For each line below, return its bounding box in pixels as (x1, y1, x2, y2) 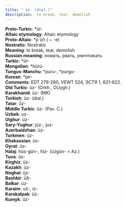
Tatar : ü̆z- (5, 100, 26, 106)
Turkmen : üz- (5, 132, 34, 138)
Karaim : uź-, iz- (5, 185, 38, 191)
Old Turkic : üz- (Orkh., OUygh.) (5, 84, 71, 90)
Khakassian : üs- (5, 137, 40, 143)
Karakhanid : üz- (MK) (5, 90, 51, 96)
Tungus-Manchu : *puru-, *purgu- (5, 68, 76, 74)
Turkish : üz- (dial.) (5, 95, 44, 101)
